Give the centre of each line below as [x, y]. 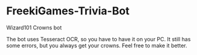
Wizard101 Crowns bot [34, 27]
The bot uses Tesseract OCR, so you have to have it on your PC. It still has [98, 39]
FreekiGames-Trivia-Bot [68, 11]
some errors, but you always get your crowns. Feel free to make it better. [97, 45]
